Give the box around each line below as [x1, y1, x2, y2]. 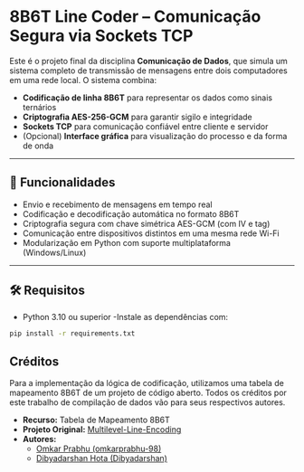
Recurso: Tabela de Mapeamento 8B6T [22, 414, 170, 426]
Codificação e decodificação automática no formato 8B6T [22, 208, 240, 219]
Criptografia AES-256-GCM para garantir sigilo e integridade [22, 111, 252, 122]
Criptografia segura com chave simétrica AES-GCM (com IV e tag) [22, 218, 271, 229]
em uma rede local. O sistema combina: [9, 74, 157, 85]
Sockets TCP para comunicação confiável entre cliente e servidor [22, 120, 269, 132]
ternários [22, 101, 57, 112]
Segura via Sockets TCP [9, 25, 194, 46]
